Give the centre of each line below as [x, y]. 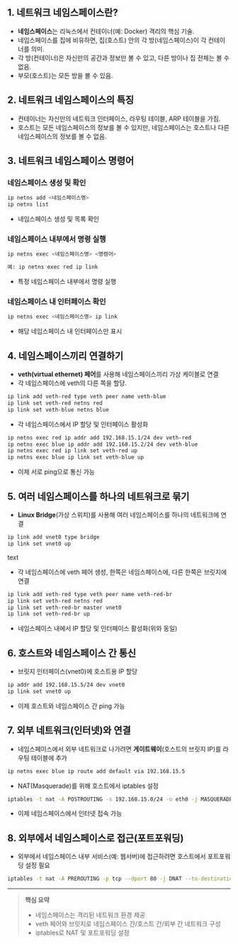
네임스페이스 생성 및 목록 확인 [58, 219]
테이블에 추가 [49, 757]
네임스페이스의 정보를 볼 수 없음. [62, 136]
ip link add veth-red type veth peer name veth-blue [87, 397]
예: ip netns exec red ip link [53, 267]
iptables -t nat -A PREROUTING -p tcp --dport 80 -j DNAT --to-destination [121, 879]
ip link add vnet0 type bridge [53, 537]
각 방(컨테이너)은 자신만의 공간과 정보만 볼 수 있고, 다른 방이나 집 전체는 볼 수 [124, 57]
